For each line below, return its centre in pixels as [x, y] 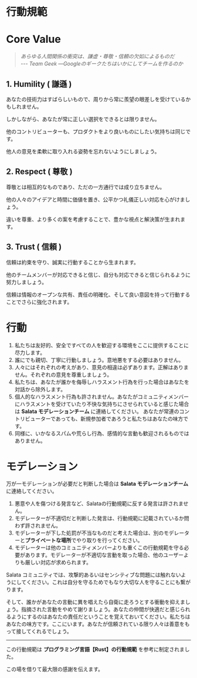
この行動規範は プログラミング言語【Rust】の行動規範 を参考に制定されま [95, 649]
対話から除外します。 [40, 389]
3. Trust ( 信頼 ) [34, 247]
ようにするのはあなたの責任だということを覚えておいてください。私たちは [101, 617]
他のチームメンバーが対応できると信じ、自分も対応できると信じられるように [98, 274]
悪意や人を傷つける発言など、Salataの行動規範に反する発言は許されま [99, 504]
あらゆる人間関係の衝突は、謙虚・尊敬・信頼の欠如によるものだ [97, 56]
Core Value [34, 39]
